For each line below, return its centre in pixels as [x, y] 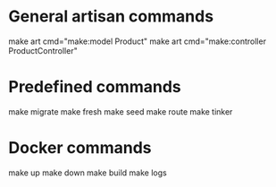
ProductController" [43, 50]
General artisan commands [111, 17]
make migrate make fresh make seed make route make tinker [121, 111]
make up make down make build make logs [88, 173]
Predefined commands [95, 87]
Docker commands [80, 148]
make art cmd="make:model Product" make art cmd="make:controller [138, 41]
